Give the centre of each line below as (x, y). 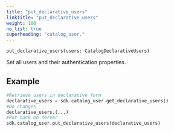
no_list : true (24, 29)
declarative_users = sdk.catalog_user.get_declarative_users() (88, 101)
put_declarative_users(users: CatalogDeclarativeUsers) (78, 51)
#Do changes (21, 107)
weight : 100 (21, 23)
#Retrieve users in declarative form (54, 95)
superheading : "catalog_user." (46, 35)
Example (23, 81)
